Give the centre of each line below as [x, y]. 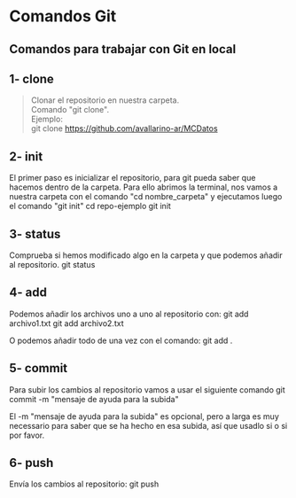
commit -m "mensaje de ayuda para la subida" [94, 399]
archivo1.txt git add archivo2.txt [66, 323]
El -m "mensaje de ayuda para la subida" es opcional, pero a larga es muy [144, 416]
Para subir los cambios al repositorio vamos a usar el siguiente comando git [147, 389]
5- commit [39, 368]
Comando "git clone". [70, 110]
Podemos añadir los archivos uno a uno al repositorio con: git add [129, 314]
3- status [35, 233]
